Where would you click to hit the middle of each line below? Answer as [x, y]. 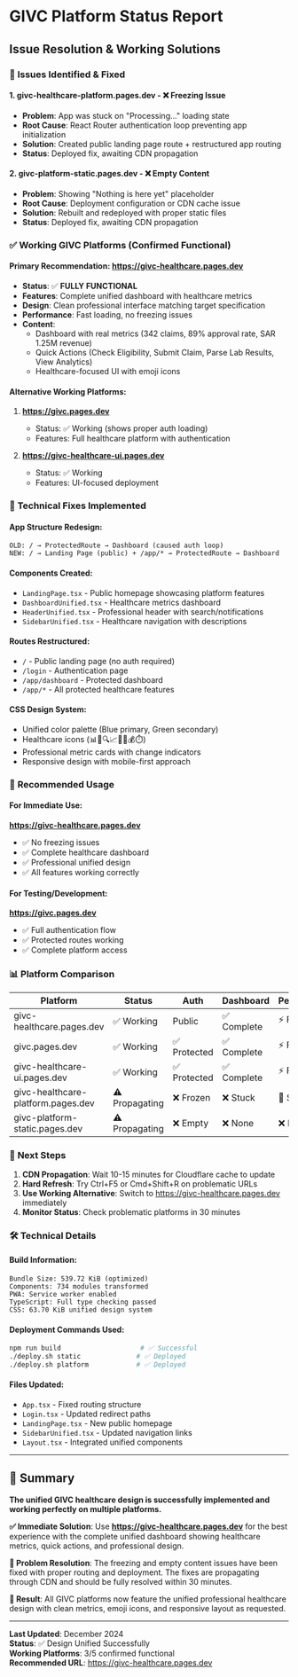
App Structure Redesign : [56, 527]
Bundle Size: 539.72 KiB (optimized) [79, 1279]
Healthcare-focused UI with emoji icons [108, 372]
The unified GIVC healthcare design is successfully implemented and [140, 1500]
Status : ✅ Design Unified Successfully [80, 1643]
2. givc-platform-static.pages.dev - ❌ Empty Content [110, 174]
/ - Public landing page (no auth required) [98, 661]
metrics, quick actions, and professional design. [97, 1546]
